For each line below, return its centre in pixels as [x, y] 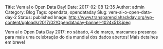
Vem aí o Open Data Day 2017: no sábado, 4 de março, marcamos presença [81, 32]
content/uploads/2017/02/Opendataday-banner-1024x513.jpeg [68, 22]
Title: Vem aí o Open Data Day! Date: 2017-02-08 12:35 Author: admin [75, 7]
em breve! [15, 42]
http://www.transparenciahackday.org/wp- [111, 17]
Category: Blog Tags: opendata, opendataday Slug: [56, 12]
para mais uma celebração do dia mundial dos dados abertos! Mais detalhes [81, 37]
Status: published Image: [43, 17]
